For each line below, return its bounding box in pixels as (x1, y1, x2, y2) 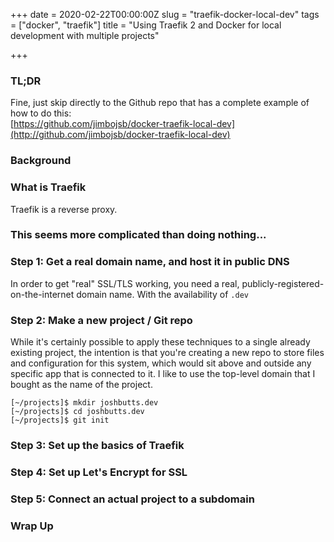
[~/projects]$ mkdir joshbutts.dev (10, 398, 159, 408)
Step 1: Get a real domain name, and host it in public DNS (10, 255, 290, 269)
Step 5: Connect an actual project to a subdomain (10, 492, 255, 506)
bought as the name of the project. (10, 379, 153, 391)
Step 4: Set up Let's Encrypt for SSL (10, 465, 188, 479)
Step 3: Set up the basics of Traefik (10, 438, 185, 452)
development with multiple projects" (10, 30, 160, 41)
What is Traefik (10, 180, 87, 194)
